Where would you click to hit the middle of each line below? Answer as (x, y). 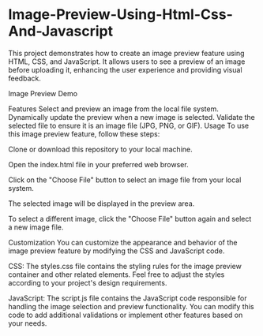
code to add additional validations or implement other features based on (126, 315)
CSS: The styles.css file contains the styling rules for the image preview (125, 266)
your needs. (28, 323)
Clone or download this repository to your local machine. (100, 149)
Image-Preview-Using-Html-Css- (120, 15)
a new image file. (36, 227)
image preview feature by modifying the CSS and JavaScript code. (116, 251)
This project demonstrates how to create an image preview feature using (126, 53)
